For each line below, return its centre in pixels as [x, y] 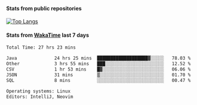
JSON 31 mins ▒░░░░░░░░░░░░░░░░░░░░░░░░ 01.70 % [98, 75]
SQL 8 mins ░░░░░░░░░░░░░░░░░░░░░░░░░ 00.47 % [98, 80]
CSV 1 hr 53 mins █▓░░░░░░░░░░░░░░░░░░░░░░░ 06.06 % [98, 69]
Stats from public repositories [44, 8]
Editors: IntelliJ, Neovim [40, 97]
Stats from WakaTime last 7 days [48, 35]
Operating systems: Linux [38, 91]
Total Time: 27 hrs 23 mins [41, 47]
